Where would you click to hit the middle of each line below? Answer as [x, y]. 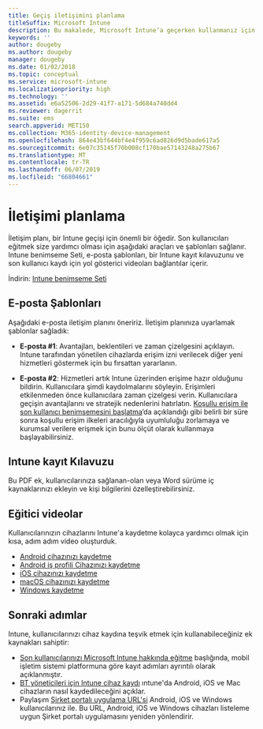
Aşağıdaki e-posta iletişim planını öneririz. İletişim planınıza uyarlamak [122, 322]
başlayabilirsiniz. [46, 437]
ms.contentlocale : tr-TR [49, 163]
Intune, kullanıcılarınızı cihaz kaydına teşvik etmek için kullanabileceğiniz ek [131, 634]
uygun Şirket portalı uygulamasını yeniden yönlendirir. [107, 716]
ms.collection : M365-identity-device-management [89, 133]
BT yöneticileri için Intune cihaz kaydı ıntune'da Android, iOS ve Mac [130, 683]
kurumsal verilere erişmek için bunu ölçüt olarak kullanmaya [117, 428]
